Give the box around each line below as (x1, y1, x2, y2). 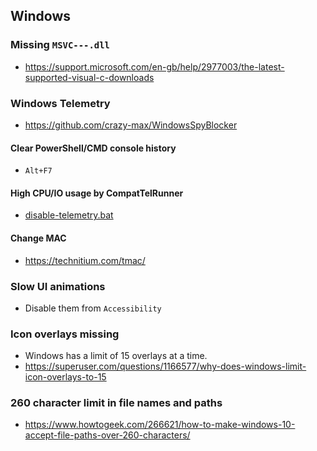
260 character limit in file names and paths (10, 396, 223, 410)
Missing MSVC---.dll (10, 38, 110, 52)
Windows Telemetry (10, 96, 111, 110)
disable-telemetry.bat (24, 209, 114, 221)
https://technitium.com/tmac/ (24, 254, 146, 266)
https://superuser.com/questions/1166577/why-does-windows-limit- (24, 360, 307, 373)
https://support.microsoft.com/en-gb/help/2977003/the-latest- (24, 60, 285, 73)
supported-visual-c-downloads (24, 71, 155, 83)
